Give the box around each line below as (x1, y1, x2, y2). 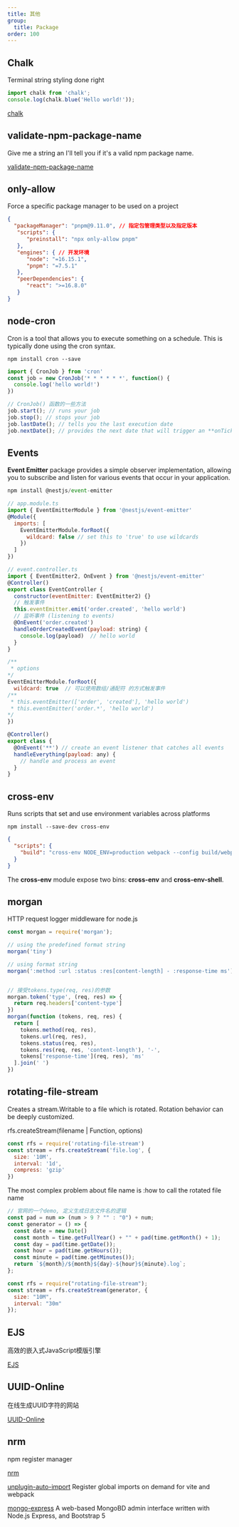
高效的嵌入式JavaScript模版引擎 (7, 1346, 102, 1355)
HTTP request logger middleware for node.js (7, 914, 138, 924)
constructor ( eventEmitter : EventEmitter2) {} (14, 593, 152, 600)
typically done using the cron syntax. (7, 342, 116, 350)
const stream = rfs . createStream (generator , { (7, 1287, 148, 1294)
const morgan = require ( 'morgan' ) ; (7, 929, 113, 936)
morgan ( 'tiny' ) (7, 948, 53, 956)
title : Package (14, 24, 59, 31)
